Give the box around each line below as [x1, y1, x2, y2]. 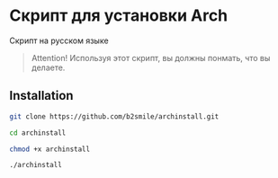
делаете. [31, 62, 66, 73]
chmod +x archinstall [9, 145, 91, 154]
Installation [9, 88, 74, 103]
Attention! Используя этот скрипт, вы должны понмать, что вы [31, 52, 271, 63]
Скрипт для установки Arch [9, 5, 229, 26]
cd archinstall [9, 128, 67, 138]
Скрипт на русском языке [9, 35, 110, 46]
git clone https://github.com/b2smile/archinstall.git [9, 111, 220, 121]
